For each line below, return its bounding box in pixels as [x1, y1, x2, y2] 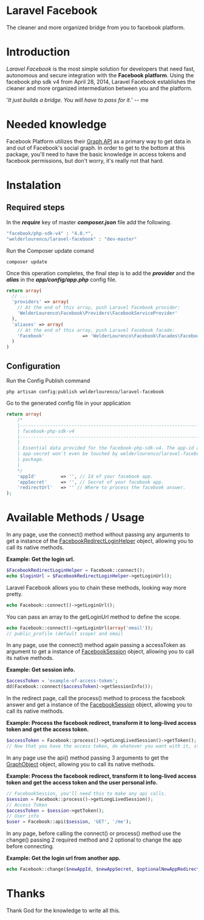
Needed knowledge [6, 118, 107, 131]
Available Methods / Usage [6, 511, 144, 524]
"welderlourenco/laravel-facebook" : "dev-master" [6, 236, 137, 242]
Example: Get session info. [6, 666, 76, 673]
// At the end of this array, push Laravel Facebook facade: [17, 327, 175, 333]
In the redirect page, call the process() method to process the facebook [6, 695, 185, 702]
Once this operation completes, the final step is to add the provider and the [6, 269, 195, 276]
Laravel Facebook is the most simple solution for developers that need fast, [6, 65, 195, 72]
